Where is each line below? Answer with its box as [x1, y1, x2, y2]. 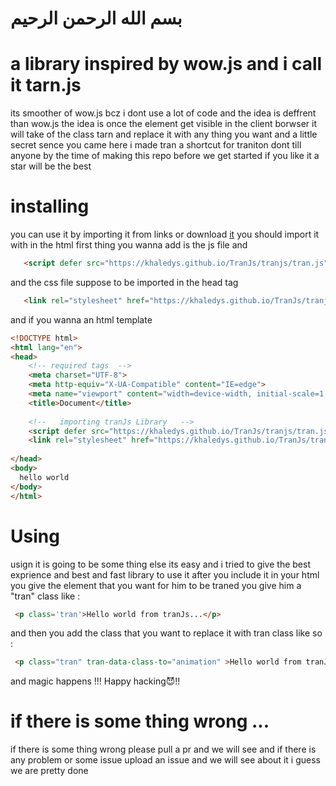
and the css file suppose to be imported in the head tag [10, 276, 239, 288]
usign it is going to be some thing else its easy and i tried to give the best [10, 558, 311, 570]
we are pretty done [10, 765, 89, 777]
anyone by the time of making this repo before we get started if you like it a [10, 150, 320, 162]
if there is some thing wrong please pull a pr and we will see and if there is [10, 743, 317, 756]
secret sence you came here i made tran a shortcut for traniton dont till [10, 139, 302, 151]
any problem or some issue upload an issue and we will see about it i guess [10, 754, 321, 766]
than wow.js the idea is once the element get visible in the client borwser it [10, 118, 318, 130]
